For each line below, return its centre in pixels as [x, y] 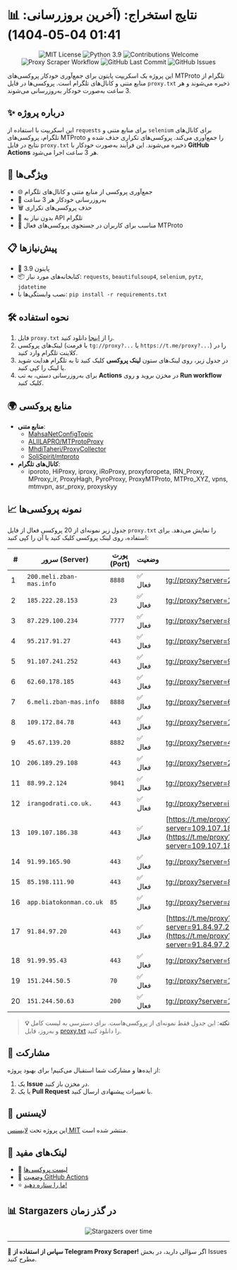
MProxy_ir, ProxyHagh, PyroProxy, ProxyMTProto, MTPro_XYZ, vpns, [128, 479]
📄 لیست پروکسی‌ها [43, 1170]
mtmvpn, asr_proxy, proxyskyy [73, 486]
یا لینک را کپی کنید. [42, 368]
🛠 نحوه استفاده [38, 317]
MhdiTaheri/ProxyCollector [67, 449]
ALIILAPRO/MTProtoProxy [66, 441]
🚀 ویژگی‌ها [28, 175]
